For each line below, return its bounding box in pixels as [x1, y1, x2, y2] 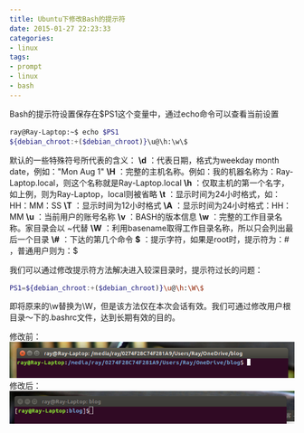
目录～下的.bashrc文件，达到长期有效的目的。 [9, 312, 181, 323]
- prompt [9, 62, 43, 71]
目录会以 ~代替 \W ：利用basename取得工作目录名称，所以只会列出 [33, 222, 286, 233]
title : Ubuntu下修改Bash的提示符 [9, 14, 126, 24]
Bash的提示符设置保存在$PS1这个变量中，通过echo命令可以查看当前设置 [9, 108, 280, 119]
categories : [9, 33, 54, 42]
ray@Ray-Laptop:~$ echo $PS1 [9, 127, 119, 136]
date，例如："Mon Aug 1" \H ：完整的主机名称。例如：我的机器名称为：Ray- [9, 165, 294, 176]
